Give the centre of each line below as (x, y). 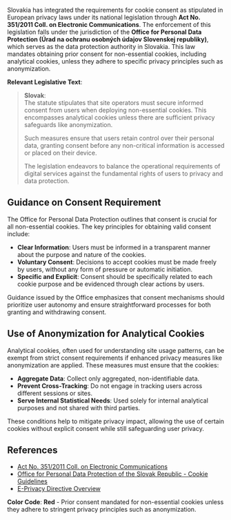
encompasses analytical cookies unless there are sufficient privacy (119, 117)
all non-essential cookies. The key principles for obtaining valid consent (109, 227)
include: (19, 233)
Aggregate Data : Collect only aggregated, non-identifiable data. (108, 378)
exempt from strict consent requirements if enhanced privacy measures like (115, 358)
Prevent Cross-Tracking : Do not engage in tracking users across (110, 385)
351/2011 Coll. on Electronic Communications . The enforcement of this (109, 25)
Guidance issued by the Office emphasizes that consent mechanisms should (116, 297)
